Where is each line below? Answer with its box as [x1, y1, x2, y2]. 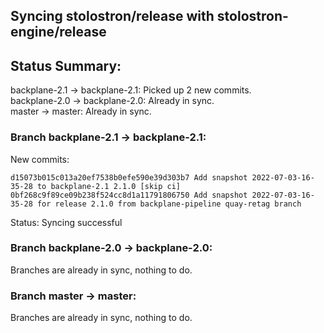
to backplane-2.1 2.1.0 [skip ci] [36, 181, 182, 191]
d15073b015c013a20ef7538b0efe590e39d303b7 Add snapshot [10, 172, 248, 183]
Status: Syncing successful [10, 216, 123, 228]
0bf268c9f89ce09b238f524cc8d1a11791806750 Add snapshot [10, 190, 248, 200]
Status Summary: [10, 57, 122, 74]
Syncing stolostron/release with [10, 8, 215, 25]
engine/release [10, 24, 107, 41]
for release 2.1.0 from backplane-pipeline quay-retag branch [36, 199, 302, 209]
